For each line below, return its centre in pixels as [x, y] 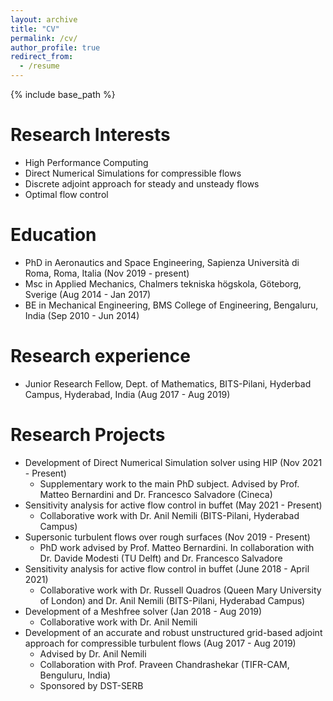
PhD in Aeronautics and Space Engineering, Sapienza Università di [162, 262]
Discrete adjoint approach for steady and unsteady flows [142, 183]
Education [53, 235]
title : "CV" [35, 29]
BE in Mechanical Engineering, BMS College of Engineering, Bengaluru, [171, 305]
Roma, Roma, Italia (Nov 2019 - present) [107, 273]
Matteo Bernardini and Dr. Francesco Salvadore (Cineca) [156, 494]
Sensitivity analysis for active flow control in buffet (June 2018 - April [167, 568]
